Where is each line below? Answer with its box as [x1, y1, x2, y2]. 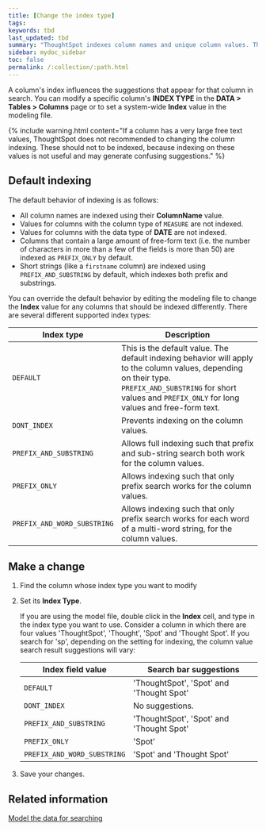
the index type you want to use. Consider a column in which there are [19, 620, 247, 629]
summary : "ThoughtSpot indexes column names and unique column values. [8, 41, 249, 49]
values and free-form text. [121, 402, 220, 413]
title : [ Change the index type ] [8, 11, 115, 20]
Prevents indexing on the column [121, 414, 244, 425]
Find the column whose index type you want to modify [19, 581, 198, 591]
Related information [8, 792, 108, 806]
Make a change [8, 560, 85, 573]
